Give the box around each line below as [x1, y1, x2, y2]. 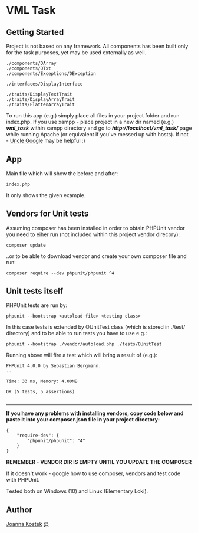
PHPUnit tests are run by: [6, 302, 68, 309]
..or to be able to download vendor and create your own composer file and [6, 252, 187, 260]
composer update [6, 242, 46, 248]
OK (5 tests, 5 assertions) [6, 389, 75, 395]
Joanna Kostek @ [6, 521, 49, 528]
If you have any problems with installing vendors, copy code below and [6, 410, 184, 417]
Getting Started [6, 27, 64, 37]
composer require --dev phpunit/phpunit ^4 [6, 270, 115, 276]
